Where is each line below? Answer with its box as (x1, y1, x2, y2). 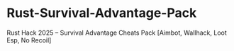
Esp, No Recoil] (6, 35, 52, 44)
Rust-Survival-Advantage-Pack (6, 5, 197, 21)
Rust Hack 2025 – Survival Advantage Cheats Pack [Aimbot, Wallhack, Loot (6, 28, 228, 37)
